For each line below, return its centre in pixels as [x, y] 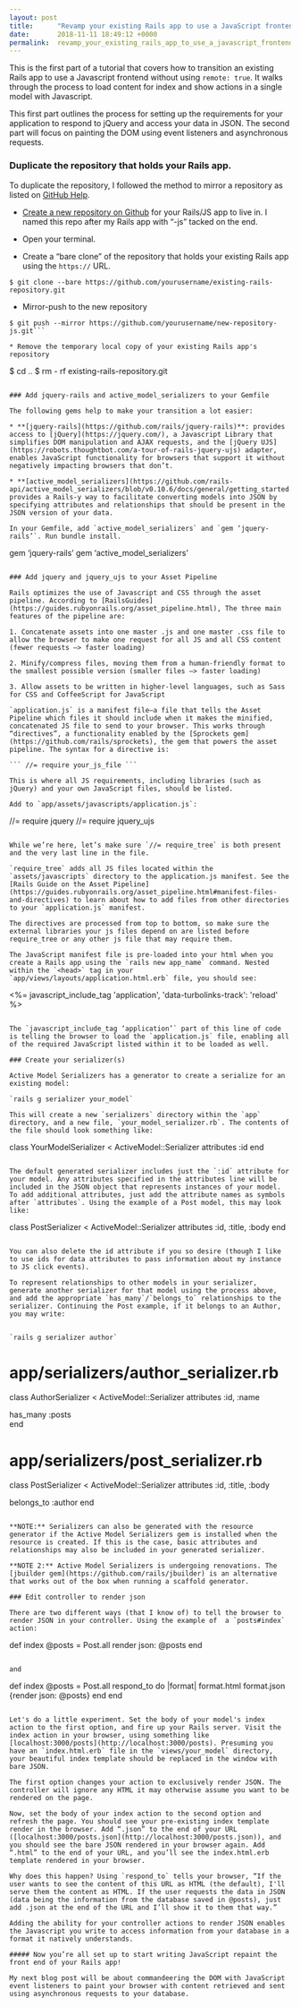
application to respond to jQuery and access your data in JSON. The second [150, 124]
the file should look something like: [81, 1130]
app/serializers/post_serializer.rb [136, 1460]
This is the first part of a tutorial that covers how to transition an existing [142, 68]
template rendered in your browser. [77, 1861]
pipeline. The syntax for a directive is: [89, 749]
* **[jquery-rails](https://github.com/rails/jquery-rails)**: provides [147, 426]
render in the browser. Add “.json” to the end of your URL [124, 1830]
